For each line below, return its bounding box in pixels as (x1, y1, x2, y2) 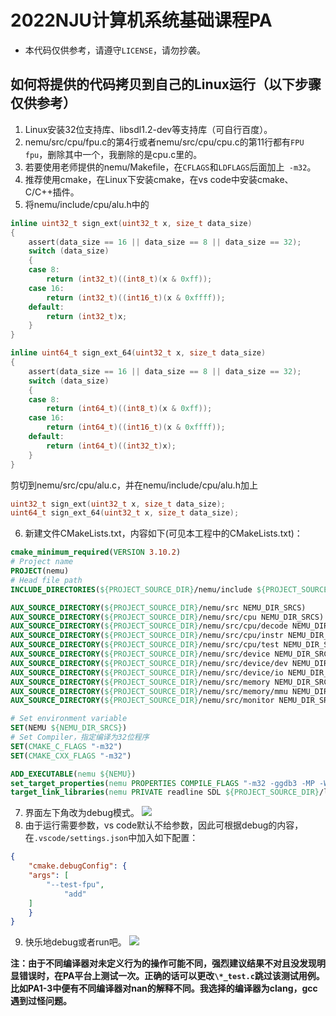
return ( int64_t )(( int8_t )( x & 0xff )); (46, 404, 213, 414)
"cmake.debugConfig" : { (28, 861, 128, 871)
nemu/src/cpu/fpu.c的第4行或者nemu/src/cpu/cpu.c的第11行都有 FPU (24, 136, 305, 148)
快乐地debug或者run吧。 (24, 936, 127, 948)
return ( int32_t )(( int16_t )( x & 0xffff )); (46, 292, 226, 303)
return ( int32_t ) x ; (46, 311, 128, 321)
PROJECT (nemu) (10, 566, 70, 576)
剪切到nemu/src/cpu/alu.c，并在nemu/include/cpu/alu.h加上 (10, 479, 258, 491)
